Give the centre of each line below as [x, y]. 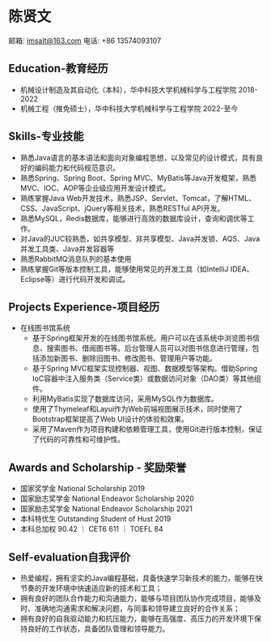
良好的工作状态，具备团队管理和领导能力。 [98, 628]
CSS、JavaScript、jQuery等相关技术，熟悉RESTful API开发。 [122, 208]
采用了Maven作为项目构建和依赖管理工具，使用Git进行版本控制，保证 [147, 429]
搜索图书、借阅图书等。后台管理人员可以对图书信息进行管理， [149, 348]
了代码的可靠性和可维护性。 [78, 439]
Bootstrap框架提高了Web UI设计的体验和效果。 [110, 419]
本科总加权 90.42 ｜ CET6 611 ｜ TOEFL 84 [91, 529]
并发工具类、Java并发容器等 [67, 249]
